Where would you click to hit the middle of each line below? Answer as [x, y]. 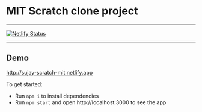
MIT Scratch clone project [72, 11]
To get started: [25, 84]
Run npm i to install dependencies [57, 96]
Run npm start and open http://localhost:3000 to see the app [90, 102]
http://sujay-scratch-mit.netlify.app [50, 72]
